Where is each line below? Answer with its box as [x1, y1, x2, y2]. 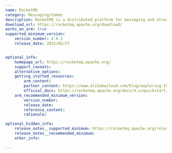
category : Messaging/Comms [5, 12, 63, 17]
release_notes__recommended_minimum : [14, 131, 95, 136]
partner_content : [24, 83, 60, 89]
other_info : [14, 136, 40, 141]
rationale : [24, 112, 47, 117]
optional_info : [5, 54, 38, 60]
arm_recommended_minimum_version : [14, 93, 88, 98]
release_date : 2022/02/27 [14, 41, 70, 46]
